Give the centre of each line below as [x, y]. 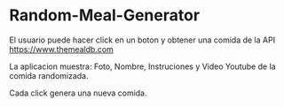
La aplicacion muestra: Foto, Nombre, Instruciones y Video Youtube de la [143, 66]
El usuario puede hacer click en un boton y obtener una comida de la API [142, 40]
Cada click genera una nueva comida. [79, 93]
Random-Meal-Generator [105, 15]
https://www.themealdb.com [61, 49]
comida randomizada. [49, 75]
